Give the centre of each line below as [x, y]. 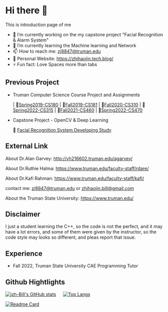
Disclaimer [23, 214]
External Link [27, 146]
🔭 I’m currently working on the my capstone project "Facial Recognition [88, 34]
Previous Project [32, 82]
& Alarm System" [30, 40]
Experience [24, 253]
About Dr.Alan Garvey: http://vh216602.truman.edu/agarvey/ [69, 158]
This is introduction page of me [38, 25]
